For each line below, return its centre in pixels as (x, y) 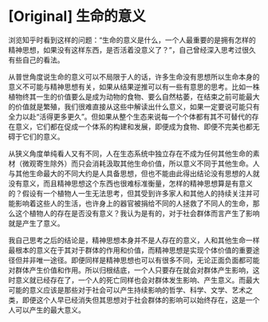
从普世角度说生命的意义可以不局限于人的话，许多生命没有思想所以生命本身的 (134, 77)
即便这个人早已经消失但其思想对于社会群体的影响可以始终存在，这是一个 (141, 300)
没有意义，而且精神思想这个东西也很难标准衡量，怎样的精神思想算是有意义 (130, 183)
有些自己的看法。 (36, 60)
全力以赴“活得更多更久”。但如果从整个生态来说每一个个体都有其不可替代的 (130, 116)
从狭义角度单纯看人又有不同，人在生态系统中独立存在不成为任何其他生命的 (130, 153)
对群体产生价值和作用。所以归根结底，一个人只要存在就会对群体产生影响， (130, 270)
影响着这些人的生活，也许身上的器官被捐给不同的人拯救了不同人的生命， (134, 203)
